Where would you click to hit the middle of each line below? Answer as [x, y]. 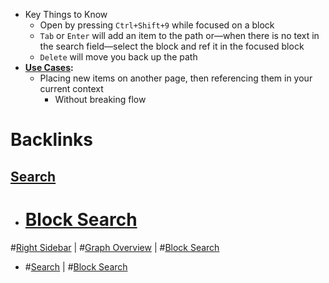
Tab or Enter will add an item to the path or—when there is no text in [179, 35]
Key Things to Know [66, 14]
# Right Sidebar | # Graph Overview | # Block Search [115, 247]
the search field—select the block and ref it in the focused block [172, 46]
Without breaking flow [100, 99]
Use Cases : [49, 67]
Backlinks [52, 140]
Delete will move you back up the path [118, 57]
